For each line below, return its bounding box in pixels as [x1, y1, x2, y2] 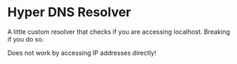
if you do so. [7, 34, 44, 43]
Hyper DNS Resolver [7, 4, 131, 20]
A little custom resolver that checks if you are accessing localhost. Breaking [7, 27, 231, 36]
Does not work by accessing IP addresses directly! [7, 49, 157, 57]
